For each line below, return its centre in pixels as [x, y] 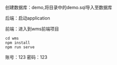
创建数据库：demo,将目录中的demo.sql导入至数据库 [59, 7]
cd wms [12, 38]
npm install [18, 43]
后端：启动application [28, 18]
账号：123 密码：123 [26, 57]
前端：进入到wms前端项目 [32, 29]
